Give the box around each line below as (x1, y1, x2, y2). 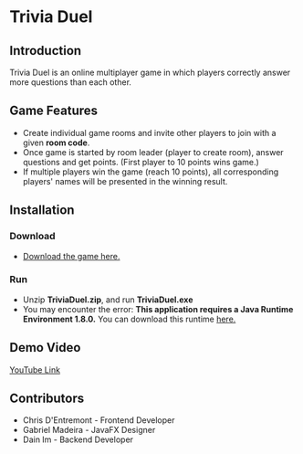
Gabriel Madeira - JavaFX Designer (22, 425, 156, 436)
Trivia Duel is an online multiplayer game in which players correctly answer (9, 67, 291, 78)
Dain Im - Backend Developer (22, 434, 134, 445)
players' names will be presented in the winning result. (22, 175, 228, 186)
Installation (9, 203, 75, 218)
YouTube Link (9, 364, 61, 375)
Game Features (9, 103, 99, 119)
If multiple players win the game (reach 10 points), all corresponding (22, 166, 279, 177)
